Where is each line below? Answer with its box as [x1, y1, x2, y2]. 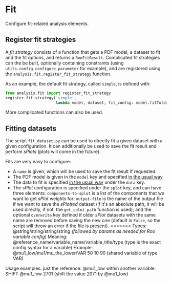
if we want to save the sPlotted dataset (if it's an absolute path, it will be [12, 201, 165, 207]
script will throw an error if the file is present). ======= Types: [12, 223, 147, 229]
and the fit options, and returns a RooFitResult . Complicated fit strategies [5, 54, 160, 60]
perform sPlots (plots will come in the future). [5, 148, 101, 155]
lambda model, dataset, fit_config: [55, 100, 134, 105]
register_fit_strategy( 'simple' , [5, 95, 77, 100]
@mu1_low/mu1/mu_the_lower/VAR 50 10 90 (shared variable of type [12, 250, 158, 256]
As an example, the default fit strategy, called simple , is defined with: [5, 80, 151, 86]
